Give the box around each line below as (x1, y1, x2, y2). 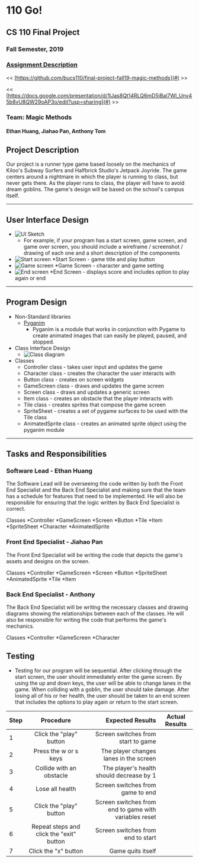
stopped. (32, 338, 54, 345)
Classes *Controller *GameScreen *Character (6, 634, 120, 641)
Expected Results (105, 716, 156, 724)
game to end (121, 788, 156, 797)
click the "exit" (35, 830, 76, 838)
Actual (166, 712, 185, 720)
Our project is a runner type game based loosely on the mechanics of (6, 161, 176, 168)
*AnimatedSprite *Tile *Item (6, 575, 76, 582)
